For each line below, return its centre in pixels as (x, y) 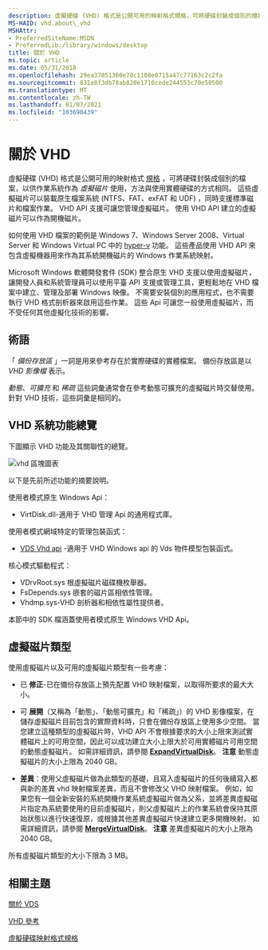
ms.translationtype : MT (48, 90)
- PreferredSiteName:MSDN (51, 38)
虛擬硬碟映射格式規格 (43, 938)
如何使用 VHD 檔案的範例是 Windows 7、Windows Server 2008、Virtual (126, 235)
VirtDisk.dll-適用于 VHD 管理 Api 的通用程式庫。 (98, 514)
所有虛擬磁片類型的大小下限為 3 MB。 (71, 856)
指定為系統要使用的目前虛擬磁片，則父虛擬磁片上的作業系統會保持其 (139, 808)
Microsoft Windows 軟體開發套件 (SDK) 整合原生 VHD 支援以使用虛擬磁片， (132, 272)
